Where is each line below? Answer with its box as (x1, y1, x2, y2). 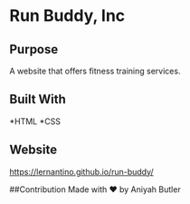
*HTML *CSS (9, 115, 62, 127)
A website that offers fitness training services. (9, 65, 181, 76)
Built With (9, 92, 66, 107)
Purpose (9, 42, 59, 57)
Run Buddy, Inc (9, 5, 126, 26)
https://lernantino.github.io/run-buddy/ (9, 166, 154, 177)
